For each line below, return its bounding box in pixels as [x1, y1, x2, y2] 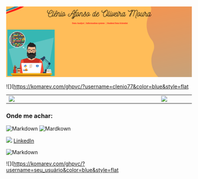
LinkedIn [13, 137, 34, 144]
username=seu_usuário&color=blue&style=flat [6, 167, 119, 173]
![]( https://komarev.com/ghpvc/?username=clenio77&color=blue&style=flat [6, 83, 189, 90]
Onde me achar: [6, 112, 53, 120]
